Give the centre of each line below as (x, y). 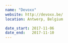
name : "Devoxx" (21, 10)
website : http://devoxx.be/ (34, 14)
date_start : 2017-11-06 (30, 28)
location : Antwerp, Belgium (34, 19)
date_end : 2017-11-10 (30, 33)
